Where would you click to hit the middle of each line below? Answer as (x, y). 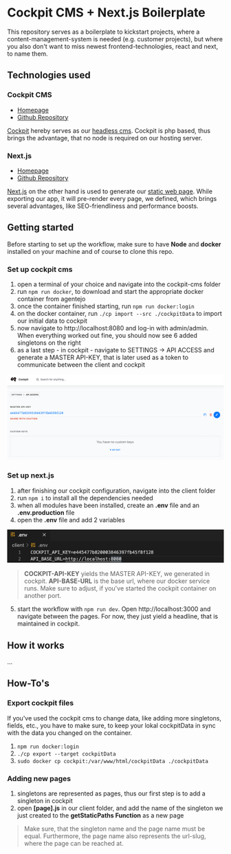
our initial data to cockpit (52, 321)
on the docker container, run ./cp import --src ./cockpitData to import (119, 314)
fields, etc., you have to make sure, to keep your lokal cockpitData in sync (111, 725)
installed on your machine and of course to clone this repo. (90, 251)
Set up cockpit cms (40, 269)
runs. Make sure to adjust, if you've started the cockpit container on (120, 588)
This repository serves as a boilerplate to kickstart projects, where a (103, 32)
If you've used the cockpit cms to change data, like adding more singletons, (114, 718)
